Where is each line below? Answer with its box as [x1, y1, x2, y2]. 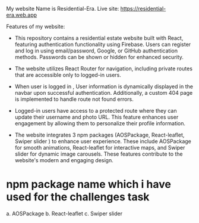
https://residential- [120, 5, 166, 12]
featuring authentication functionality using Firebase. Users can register [14, 41, 191, 48]
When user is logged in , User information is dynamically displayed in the [14, 83, 193, 90]
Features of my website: [6, 23, 65, 30]
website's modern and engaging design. [14, 157, 114, 163]
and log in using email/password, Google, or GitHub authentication [14, 47, 178, 54]
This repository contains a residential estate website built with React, [14, 35, 184, 41]
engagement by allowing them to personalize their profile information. [14, 120, 186, 127]
